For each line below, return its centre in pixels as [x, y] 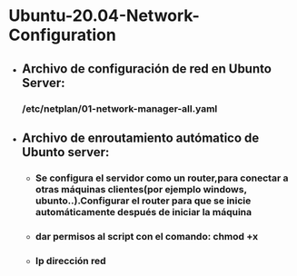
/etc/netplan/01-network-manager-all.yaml [119, 108]
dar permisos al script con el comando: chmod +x [147, 236]
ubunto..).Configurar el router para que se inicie [143, 201]
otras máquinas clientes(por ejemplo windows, [141, 189]
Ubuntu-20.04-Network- [104, 16]
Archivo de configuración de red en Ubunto [146, 69]
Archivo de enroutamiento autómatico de [140, 138]
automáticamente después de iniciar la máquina [144, 212]
